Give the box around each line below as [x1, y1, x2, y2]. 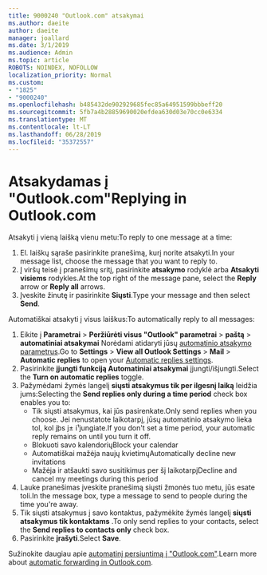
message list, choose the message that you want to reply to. [19, 256, 218, 266]
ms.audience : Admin [8, 49, 73, 57]
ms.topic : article [8, 57, 69, 65]
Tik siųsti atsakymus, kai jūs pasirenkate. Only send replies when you [31, 406, 257, 416]
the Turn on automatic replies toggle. [19, 372, 144, 382]
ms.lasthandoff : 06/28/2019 [8, 130, 102, 138]
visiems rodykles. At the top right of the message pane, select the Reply [19, 273, 257, 284]
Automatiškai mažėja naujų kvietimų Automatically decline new [31, 449, 237, 458]
